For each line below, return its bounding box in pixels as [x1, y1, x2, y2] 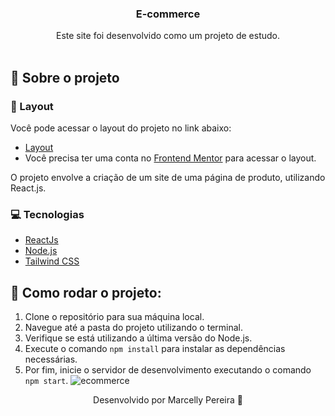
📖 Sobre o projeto [10, 69, 120, 86]
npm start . [24, 375, 69, 387]
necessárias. [24, 353, 78, 366]
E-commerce [135, 7, 201, 21]
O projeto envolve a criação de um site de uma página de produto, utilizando [10, 171, 326, 183]
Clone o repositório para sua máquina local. [24, 311, 205, 323]
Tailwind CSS [24, 255, 80, 267]
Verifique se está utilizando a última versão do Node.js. [24, 332, 253, 344]
